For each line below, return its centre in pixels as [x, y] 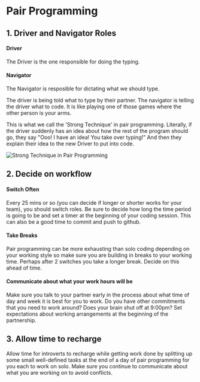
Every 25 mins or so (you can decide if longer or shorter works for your [94, 202]
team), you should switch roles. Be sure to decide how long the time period [99, 209]
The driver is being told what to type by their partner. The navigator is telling [100, 100]
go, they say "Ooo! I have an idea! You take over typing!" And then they [94, 137]
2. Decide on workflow [49, 174]
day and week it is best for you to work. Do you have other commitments [96, 301]
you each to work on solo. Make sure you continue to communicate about [97, 366]
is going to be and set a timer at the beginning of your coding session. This [99, 215]
